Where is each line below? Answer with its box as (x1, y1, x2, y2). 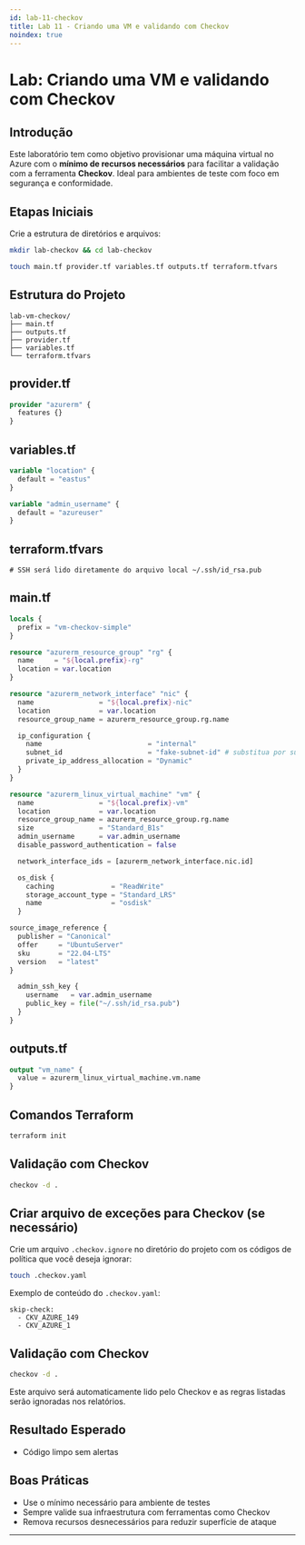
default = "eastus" (17, 474, 92, 483)
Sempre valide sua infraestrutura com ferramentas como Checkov (22, 1506, 271, 1518)
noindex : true (9, 30, 64, 39)
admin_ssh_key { (17, 982, 79, 992)
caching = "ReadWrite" (25, 882, 165, 891)
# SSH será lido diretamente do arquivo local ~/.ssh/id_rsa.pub (9, 565, 261, 575)
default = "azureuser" (17, 508, 103, 517)
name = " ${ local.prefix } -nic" (17, 697, 193, 707)
